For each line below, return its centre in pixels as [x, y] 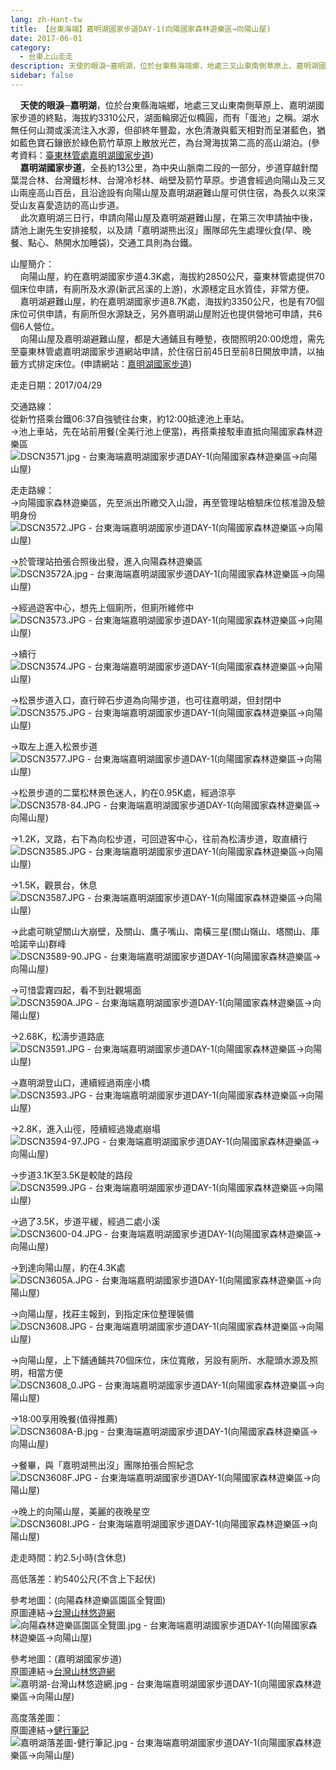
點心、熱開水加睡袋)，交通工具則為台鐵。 [112, 242]
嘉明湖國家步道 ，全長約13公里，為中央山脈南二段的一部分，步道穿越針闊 [169, 167]
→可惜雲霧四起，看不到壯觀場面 [76, 990]
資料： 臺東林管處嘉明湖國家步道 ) [86, 155]
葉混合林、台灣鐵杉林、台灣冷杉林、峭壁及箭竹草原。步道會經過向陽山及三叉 [168, 180]
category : [31, 47]
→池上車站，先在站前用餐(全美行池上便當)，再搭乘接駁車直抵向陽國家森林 [162, 431]
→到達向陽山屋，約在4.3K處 [68, 1267]
